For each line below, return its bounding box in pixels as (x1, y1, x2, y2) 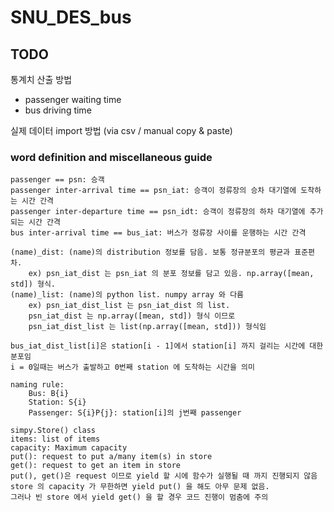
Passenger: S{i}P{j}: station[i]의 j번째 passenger (28, 408, 242, 418)
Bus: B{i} (28, 389, 70, 399)
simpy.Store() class (10, 426, 97, 436)
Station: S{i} (28, 397, 87, 408)
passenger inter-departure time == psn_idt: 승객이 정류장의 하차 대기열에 (10, 207, 306, 217)
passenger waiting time (24, 94, 122, 105)
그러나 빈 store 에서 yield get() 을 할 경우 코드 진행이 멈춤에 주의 (10, 492, 269, 503)
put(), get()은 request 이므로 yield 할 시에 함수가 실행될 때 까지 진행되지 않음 (10, 471, 318, 481)
